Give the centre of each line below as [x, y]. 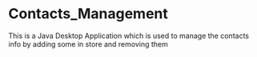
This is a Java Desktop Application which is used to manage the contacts [129, 36]
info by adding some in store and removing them [88, 44]
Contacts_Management [88, 14]
